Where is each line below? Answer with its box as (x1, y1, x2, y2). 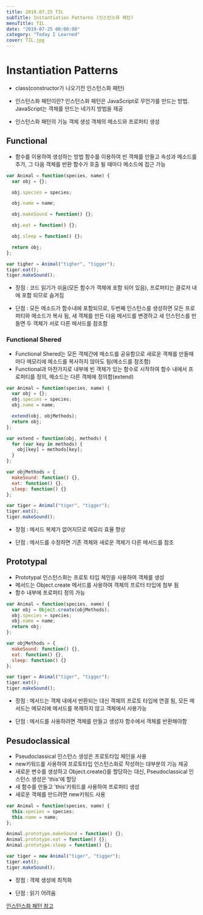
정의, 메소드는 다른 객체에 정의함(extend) (36, 373, 134, 380)
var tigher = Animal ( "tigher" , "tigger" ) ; (6, 261, 115, 267)
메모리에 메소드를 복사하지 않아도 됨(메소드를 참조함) (26, 358, 151, 365)
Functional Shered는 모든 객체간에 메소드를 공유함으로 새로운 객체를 (15, 350, 178, 357)
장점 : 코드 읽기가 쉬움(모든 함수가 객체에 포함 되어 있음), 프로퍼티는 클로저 (15, 284, 191, 291)
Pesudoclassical (6, 735, 70, 746)
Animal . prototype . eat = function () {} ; (6, 836, 108, 843)
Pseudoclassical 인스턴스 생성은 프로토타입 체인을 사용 (15, 752, 147, 760)
